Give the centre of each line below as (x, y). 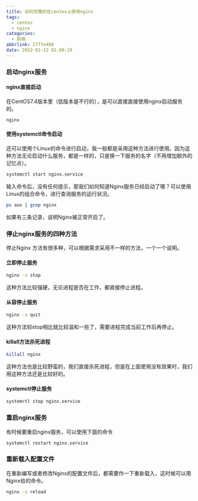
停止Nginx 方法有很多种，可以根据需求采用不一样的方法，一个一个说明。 (94, 248)
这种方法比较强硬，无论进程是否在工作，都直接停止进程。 (76, 287)
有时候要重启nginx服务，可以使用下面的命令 (60, 432)
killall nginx (24, 355)
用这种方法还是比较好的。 (37, 374)
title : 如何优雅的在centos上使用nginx (50, 12)
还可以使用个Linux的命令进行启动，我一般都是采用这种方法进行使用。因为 (95, 148)
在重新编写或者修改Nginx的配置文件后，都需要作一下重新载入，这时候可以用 (99, 473)
